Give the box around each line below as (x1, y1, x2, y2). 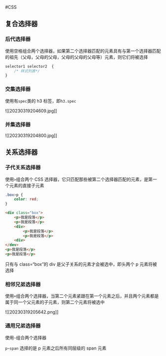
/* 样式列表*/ (14, 69, 40, 74)
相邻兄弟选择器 (5, 281, 41, 288)
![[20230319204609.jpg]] (5, 108, 57, 114)
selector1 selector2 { (5, 64, 54, 69)
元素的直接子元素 (9, 182, 44, 188)
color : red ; (14, 197, 39, 202)
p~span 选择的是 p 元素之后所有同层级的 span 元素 (5, 345, 107, 351)
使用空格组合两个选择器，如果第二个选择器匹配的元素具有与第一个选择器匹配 (5, 48, 161, 54)
